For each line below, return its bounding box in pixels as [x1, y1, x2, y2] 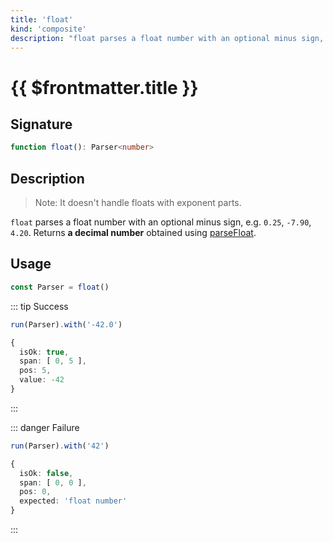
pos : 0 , [19, 487, 52, 497]
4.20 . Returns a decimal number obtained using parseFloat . [10, 227, 257, 239]
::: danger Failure [10, 421, 80, 433]
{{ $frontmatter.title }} [10, 76, 199, 99]
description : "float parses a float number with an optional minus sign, [10, 33, 325, 43]
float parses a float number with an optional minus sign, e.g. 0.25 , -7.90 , [10, 216, 312, 228]
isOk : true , [19, 347, 70, 357]
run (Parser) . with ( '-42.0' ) [10, 319, 123, 330]
